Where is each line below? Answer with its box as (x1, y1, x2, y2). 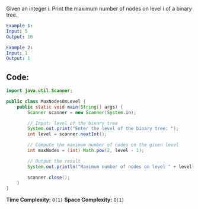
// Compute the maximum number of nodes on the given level (27, 142, 179, 148)
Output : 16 (6, 34, 33, 40)
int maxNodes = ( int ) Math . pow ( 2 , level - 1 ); (27, 148, 145, 154)
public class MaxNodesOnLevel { (6, 98, 86, 104)
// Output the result (27, 158, 81, 164)
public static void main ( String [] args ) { (17, 104, 123, 110)
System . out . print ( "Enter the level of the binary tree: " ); (27, 126, 179, 132)
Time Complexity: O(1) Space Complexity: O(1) (6, 196, 124, 204)
